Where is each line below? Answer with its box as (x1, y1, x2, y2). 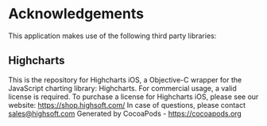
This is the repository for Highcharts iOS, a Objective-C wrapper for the (8, 74, 242, 84)
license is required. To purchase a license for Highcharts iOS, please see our (8, 92, 259, 101)
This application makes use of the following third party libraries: (8, 31, 217, 40)
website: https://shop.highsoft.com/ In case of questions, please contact (8, 100, 246, 109)
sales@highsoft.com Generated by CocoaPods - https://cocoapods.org (8, 109, 242, 118)
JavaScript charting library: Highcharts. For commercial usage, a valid (8, 83, 237, 93)
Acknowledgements (8, 5, 145, 23)
